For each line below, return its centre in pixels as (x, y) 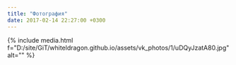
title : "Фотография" (38, 14)
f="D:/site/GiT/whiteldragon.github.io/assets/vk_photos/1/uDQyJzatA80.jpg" (118, 48)
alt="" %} (21, 55)
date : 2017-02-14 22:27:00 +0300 (57, 20)
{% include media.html (40, 40)
